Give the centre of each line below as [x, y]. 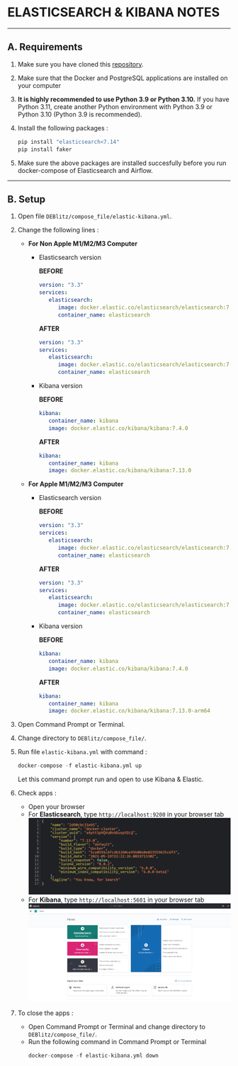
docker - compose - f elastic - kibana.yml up [80, 766]
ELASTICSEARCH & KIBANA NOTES [114, 12]
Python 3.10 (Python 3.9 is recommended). [80, 114]
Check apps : [37, 793]
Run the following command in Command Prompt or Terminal [117, 1041]
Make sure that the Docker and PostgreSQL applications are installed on [123, 78]
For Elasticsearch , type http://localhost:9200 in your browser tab [126, 815]
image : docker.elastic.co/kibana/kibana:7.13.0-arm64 [129, 711]
